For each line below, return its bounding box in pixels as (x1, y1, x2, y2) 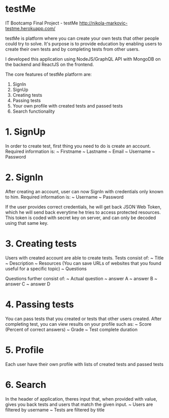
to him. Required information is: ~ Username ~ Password (5, 194, 124, 200)
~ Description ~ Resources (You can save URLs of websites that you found (5, 260, 161, 266)
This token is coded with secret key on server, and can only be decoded (5, 215, 156, 221)
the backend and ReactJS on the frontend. (5, 61, 94, 67)
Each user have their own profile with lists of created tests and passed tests (5, 361, 164, 367)
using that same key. (5, 220, 49, 226)
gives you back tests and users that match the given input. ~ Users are (5, 401, 153, 407)
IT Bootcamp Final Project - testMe (5, 20, 79, 26)
